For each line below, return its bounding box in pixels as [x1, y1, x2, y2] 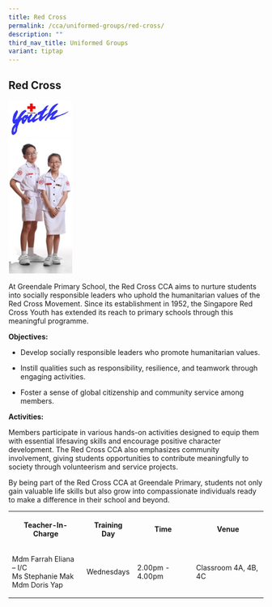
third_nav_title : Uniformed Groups [8, 39, 129, 47]
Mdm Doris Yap [11, 579, 63, 589]
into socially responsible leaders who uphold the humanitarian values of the [8, 290, 261, 300]
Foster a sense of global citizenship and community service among [19, 387, 244, 397]
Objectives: [8, 332, 49, 342]
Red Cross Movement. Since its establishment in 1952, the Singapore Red [8, 299, 253, 309]
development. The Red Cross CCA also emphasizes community [8, 445, 220, 455]
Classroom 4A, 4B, [195, 562, 259, 572]
